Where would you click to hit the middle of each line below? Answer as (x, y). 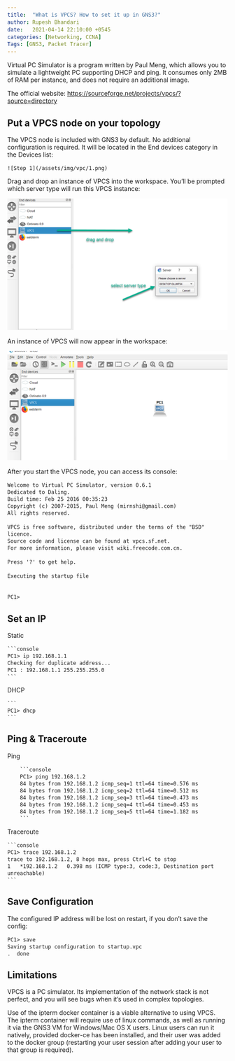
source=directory (32, 101)
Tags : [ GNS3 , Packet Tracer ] (50, 44)
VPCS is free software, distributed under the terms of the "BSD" (106, 527)
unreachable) (26, 873)
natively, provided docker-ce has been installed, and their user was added (114, 1035)
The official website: (36, 94)
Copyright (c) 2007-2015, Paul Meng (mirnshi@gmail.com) (92, 506)
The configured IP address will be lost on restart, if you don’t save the (108, 918)
